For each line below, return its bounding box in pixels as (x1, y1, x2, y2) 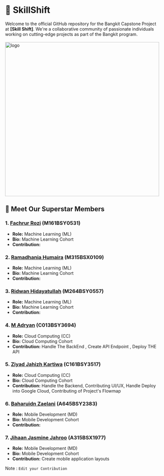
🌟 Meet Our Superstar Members (5, 205, 105, 214)
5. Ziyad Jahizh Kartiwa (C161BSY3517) (5, 361, 101, 368)
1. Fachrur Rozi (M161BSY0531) (5, 220, 81, 226)
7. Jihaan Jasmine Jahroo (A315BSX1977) (5, 434, 106, 441)
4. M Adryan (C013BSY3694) (5, 322, 76, 329)
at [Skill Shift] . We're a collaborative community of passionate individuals (5, 26, 154, 32)
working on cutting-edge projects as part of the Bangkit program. (5, 31, 138, 37)
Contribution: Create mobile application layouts (12, 456, 110, 462)
